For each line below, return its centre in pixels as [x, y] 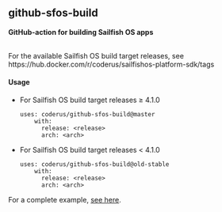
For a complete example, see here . [65, 200]
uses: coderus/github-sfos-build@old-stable [94, 165]
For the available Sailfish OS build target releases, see [96, 55]
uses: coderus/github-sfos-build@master [87, 115]
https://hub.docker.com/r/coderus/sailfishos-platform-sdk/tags [111, 64]
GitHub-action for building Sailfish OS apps [81, 32]
